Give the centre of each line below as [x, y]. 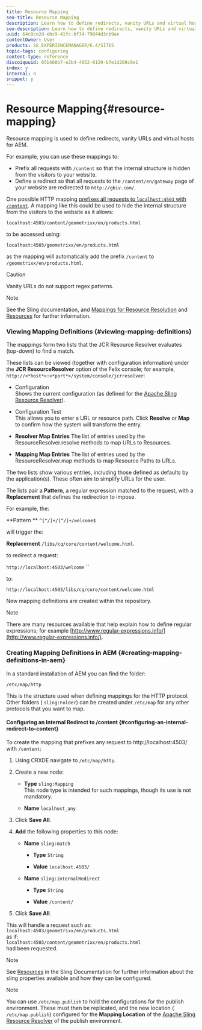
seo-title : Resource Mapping [43, 17]
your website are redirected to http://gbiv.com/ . [75, 188]
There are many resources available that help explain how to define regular [99, 624]
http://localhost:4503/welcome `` [48, 567]
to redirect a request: [32, 555]
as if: [12, 937]
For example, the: [28, 509]
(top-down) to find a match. [41, 351]
